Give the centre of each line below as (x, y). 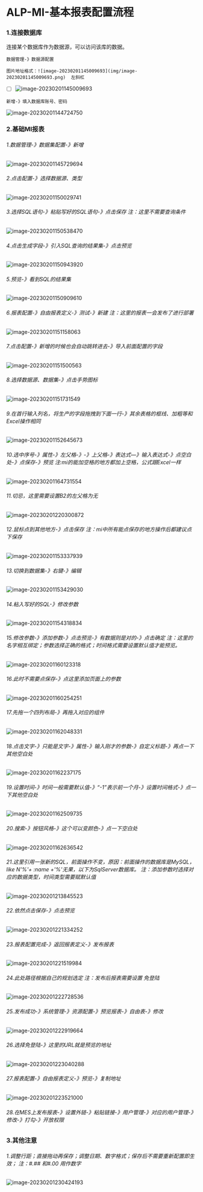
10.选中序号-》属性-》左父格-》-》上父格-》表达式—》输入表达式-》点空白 (99, 454)
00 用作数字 (67, 1163)
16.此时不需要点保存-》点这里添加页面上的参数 (64, 679)
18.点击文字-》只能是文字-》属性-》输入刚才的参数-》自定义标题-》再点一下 (100, 746)
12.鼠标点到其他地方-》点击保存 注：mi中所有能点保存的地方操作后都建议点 (99, 529)
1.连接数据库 (24, 33)
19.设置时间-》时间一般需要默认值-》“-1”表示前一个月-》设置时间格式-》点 (98, 787)
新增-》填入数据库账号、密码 (37, 101)
